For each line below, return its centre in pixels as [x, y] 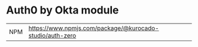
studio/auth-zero [52, 35]
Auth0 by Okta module [62, 10]
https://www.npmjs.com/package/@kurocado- [94, 28]
